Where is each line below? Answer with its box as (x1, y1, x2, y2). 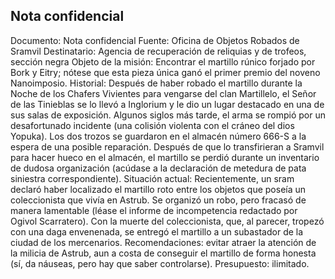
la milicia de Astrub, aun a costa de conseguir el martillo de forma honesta (10, 247, 317, 259)
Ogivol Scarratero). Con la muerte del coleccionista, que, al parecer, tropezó (10, 215, 325, 227)
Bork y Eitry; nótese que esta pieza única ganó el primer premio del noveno (10, 66, 321, 78)
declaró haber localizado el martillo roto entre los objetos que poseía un (10, 183, 307, 195)
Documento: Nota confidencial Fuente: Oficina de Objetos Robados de (10, 34, 300, 46)
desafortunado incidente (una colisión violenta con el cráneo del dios (10, 119, 295, 131)
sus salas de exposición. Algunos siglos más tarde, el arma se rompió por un (10, 109, 326, 121)
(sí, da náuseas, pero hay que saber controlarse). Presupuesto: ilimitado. (10, 257, 310, 269)
